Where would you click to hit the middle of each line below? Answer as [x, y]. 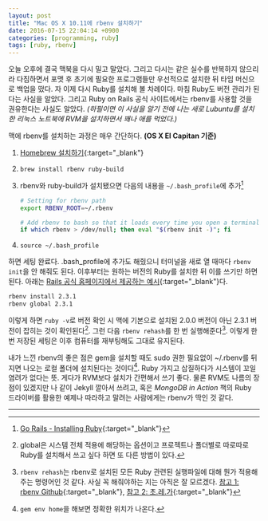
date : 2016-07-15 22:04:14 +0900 [64, 30]
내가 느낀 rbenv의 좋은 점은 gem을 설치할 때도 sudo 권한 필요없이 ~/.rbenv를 [129, 357]
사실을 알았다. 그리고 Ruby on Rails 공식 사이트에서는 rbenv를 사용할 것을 [138, 99]
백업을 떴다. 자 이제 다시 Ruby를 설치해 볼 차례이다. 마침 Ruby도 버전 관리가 [134, 89]
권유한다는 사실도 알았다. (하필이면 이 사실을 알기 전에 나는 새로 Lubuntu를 [124, 109]
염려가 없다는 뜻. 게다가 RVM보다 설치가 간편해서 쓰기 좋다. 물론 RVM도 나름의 [130, 378]
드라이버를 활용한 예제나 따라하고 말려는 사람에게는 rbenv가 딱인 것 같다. [121, 398]
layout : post [30, 16]
